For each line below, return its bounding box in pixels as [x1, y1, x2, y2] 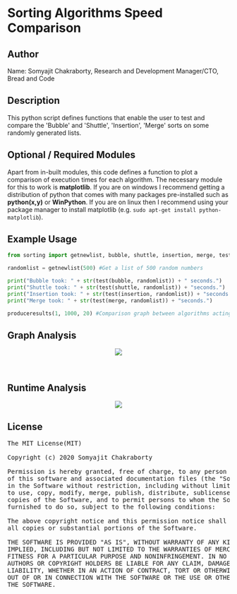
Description [7, 95, 60, 107]
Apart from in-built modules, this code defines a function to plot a [7, 167, 198, 176]
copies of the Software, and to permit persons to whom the [7, 496, 220, 504]
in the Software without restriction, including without [7, 482, 209, 489]
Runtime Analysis [7, 381, 87, 393]
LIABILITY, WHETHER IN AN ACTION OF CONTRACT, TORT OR [7, 566, 201, 574]
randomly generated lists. [7, 129, 82, 137]
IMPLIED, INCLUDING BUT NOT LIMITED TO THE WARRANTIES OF [7, 545, 212, 553]
